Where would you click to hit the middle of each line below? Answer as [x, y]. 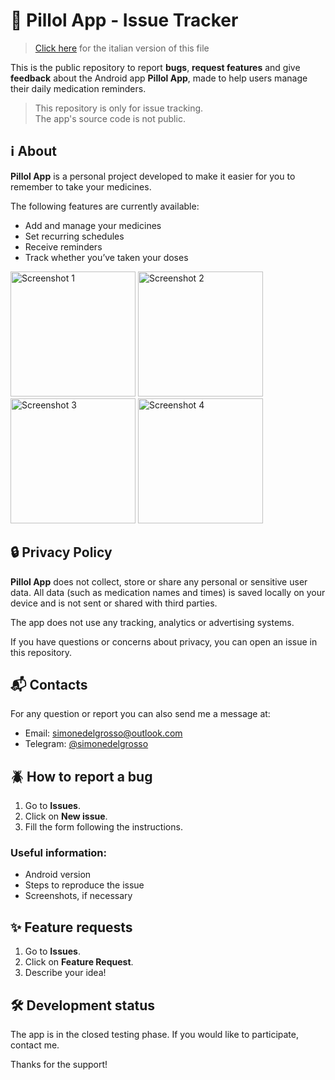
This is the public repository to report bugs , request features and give [155, 67]
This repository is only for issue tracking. [119, 108]
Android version [58, 875]
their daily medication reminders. [78, 88]
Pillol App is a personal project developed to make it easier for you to [153, 176]
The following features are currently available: [105, 206]
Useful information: [59, 853]
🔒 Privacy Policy [61, 552]
